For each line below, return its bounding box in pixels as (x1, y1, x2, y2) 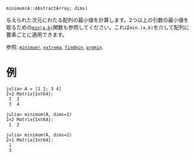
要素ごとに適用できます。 (6, 31, 68, 38)
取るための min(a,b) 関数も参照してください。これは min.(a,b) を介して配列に (6, 24, 190, 30)
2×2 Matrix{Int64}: (6, 91, 54, 97)
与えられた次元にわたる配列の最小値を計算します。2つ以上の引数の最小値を (6, 16, 189, 23)
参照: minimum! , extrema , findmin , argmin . (6, 44, 104, 50)
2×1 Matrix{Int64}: (6, 137, 54, 143)
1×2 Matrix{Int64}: (6, 116, 54, 122)
